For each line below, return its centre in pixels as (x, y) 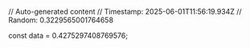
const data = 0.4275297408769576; (68, 36)
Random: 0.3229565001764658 (61, 20)
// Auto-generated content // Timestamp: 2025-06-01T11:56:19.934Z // (125, 12)
